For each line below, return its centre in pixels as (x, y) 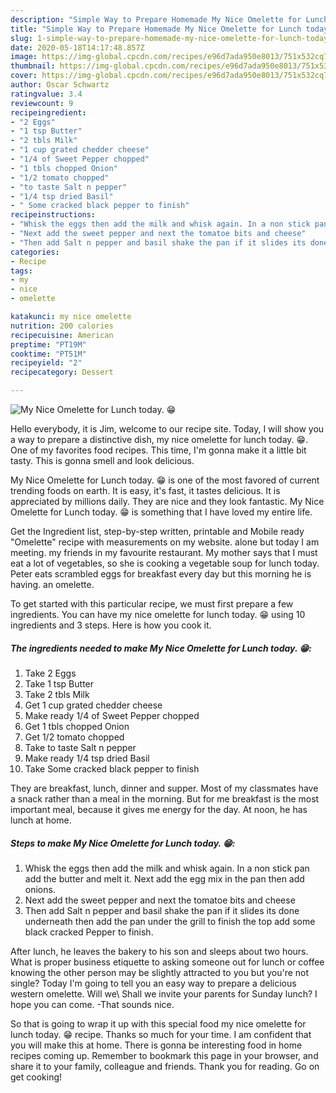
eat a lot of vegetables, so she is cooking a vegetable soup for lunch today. (165, 563)
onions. (40, 889)
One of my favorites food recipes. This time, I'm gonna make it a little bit (158, 450)
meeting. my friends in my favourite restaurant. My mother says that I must (164, 552)
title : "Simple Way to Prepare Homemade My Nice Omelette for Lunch (156, 29)
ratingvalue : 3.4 (46, 94)
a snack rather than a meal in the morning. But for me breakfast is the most (165, 798)
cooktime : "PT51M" (48, 354)
